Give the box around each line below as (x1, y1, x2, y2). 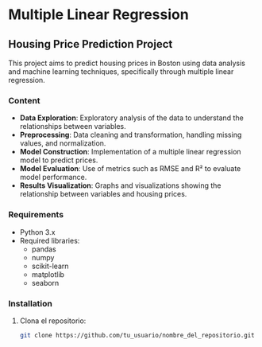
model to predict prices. (19, 155, 98, 165)
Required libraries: (19, 236, 80, 245)
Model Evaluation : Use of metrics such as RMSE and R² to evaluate (19, 164, 241, 173)
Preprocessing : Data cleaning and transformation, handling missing (19, 130, 242, 140)
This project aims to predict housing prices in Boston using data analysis (8, 58, 246, 68)
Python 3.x (19, 227, 56, 236)
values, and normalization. (19, 138, 106, 148)
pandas (31, 244, 57, 254)
